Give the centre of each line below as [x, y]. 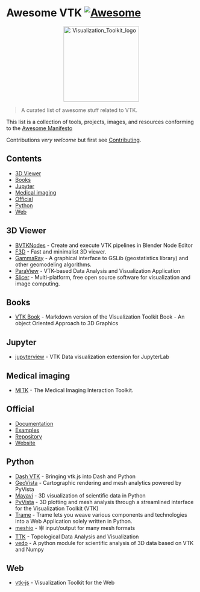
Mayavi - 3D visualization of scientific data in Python [80, 495]
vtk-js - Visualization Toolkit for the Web [65, 583]
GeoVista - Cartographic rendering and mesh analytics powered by [98, 482]
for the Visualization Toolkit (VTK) [57, 508]
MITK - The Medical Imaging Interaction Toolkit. [74, 390]
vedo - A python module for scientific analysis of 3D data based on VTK [104, 543]
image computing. [37, 284]
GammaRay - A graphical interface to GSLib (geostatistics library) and [102, 258]
